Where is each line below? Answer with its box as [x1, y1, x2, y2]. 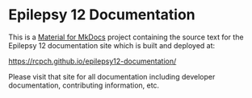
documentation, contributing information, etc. [8, 80, 160, 90]
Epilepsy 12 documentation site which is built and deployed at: [8, 40, 216, 50]
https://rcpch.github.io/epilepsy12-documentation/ [8, 56, 177, 66]
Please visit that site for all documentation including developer [8, 71, 216, 81]
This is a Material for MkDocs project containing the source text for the [8, 32, 244, 42]
